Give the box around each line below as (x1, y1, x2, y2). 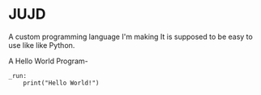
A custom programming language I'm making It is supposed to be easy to (8, 32, 253, 41)
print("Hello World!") (23, 79, 100, 87)
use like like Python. (8, 40, 75, 50)
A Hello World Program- (8, 56, 88, 66)
